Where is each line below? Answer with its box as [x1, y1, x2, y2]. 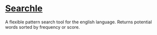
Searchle [5, 3, 43, 14]
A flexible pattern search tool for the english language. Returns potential [5, 19, 152, 25]
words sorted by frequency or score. [5, 24, 80, 30]
